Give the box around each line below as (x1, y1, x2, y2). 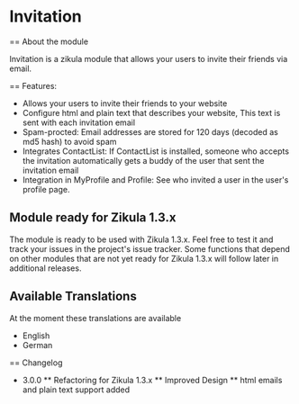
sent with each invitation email (22, 117, 136, 128)
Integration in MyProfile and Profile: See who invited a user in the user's (22, 174, 289, 185)
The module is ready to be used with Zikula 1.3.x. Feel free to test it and (9, 234, 274, 245)
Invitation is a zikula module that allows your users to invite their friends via (9, 53, 288, 64)
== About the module (9, 36, 88, 47)
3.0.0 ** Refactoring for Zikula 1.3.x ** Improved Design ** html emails (22, 374, 283, 385)
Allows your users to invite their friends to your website (22, 97, 228, 109)
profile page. (22, 184, 70, 194)
